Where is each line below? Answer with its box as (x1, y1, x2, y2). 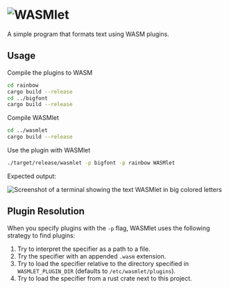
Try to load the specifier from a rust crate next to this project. (17, 274, 192, 282)
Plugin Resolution (7, 205, 85, 218)
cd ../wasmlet (7, 127, 49, 134)
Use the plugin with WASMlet (7, 146, 91, 154)
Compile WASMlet (7, 114, 59, 122)
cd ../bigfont (7, 94, 49, 102)
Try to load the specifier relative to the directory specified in (17, 259, 189, 268)
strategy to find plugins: (7, 231, 76, 239)
